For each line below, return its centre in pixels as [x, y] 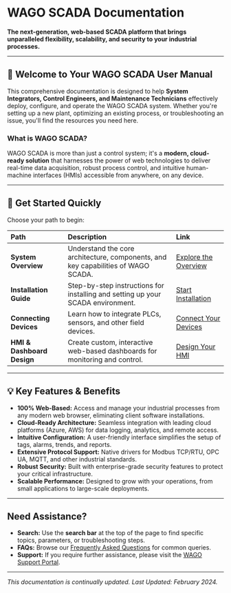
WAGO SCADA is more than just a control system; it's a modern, [98, 154]
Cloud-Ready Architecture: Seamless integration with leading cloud [114, 422]
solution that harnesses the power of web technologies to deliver [118, 160]
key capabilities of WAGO [109, 265]
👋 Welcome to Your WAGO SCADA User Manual [110, 75]
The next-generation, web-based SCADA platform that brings [97, 32]
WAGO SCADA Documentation [96, 13]
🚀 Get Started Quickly [54, 204]
